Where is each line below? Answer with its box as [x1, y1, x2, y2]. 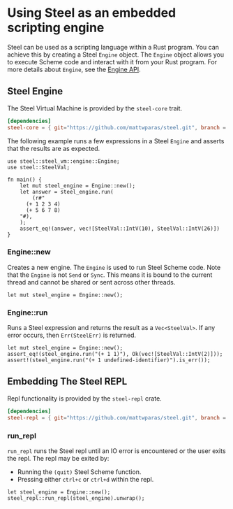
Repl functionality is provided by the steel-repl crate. [7, 394, 162, 403]
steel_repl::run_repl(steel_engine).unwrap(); [7, 494, 145, 501]
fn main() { [7, 176, 42, 183]
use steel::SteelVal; [7, 164, 70, 171]
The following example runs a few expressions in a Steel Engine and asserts [7, 136, 225, 145]
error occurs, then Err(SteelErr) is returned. [7, 331, 137, 340]
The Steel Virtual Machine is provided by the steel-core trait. [7, 103, 183, 113]
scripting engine [7, 20, 105, 36]
